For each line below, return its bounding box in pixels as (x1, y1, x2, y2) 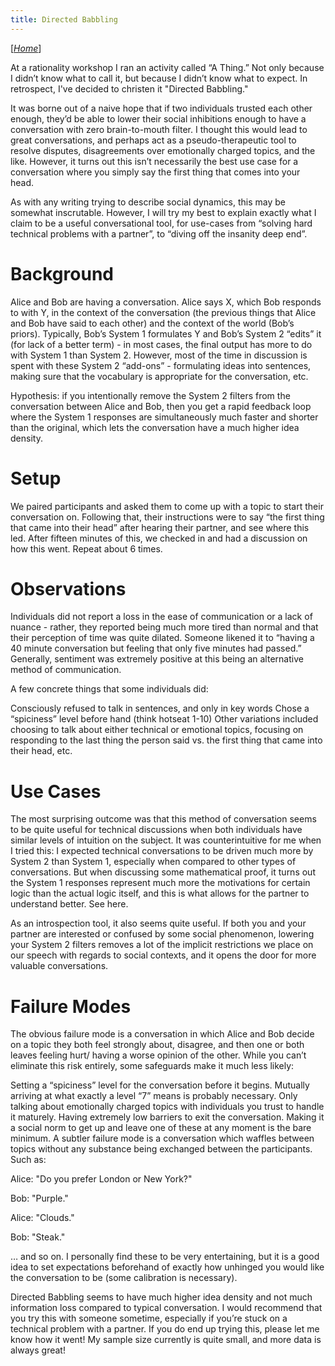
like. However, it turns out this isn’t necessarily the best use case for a (10, 155, 299, 167)
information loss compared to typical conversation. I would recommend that (10, 1302, 323, 1314)
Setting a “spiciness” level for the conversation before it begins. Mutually (10, 1079, 310, 1091)
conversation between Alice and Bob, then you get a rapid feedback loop (10, 400, 312, 412)
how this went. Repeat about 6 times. (10, 542, 163, 555)
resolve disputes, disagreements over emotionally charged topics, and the (10, 144, 316, 156)
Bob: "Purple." (10, 1192, 69, 1205)
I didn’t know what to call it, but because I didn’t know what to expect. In (10, 72, 308, 84)
